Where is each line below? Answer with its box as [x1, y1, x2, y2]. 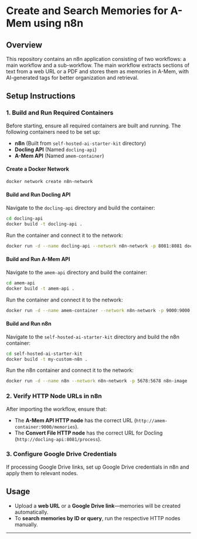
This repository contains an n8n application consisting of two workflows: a [6, 56, 186, 62]
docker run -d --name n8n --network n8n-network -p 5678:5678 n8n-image [6, 378, 188, 384]
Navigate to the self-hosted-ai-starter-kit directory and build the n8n [6, 333, 180, 340]
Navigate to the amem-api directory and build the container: [6, 269, 148, 276]
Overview [6, 40, 43, 50]
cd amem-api [6, 280, 35, 286]
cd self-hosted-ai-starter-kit [6, 351, 83, 357]
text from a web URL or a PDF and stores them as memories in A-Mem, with [6, 68, 189, 74]
